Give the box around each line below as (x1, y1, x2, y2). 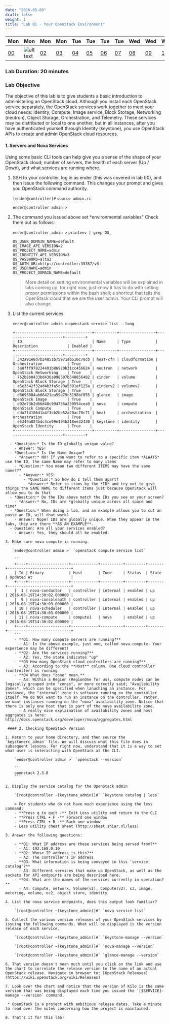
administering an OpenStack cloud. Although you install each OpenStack (5, 99, 157, 105)
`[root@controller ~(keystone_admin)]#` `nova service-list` (14, 908, 146, 913)
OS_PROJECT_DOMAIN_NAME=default (12, 270, 81, 275)
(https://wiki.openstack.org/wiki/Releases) (5, 975, 101, 980)
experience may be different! (5, 646, 69, 651)
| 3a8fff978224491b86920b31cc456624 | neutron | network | (12, 365, 158, 371)
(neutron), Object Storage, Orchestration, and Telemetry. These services (5, 115, 156, 121)
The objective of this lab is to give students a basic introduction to (5, 93, 143, 99)
